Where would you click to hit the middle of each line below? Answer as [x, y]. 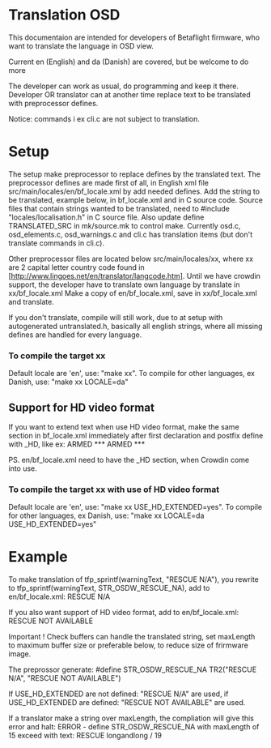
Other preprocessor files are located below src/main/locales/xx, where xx [131, 259]
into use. [23, 468]
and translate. [31, 301]
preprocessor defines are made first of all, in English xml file [108, 182]
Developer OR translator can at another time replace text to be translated [129, 94]
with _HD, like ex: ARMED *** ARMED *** [77, 444]
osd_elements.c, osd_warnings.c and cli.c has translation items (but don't [131, 234]
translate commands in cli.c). [57, 243]
